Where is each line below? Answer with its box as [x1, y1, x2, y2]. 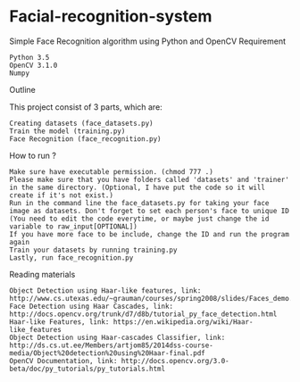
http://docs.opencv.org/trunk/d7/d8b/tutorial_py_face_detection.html [9, 310, 278, 319]
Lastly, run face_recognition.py [9, 253, 134, 262]
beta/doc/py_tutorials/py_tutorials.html [9, 364, 166, 373]
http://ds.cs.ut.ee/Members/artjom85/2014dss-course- [9, 341, 214, 350]
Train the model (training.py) [9, 127, 126, 136]
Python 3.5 [9, 53, 50, 62]
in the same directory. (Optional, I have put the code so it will [9, 183, 266, 192]
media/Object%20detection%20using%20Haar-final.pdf [9, 348, 205, 358]
